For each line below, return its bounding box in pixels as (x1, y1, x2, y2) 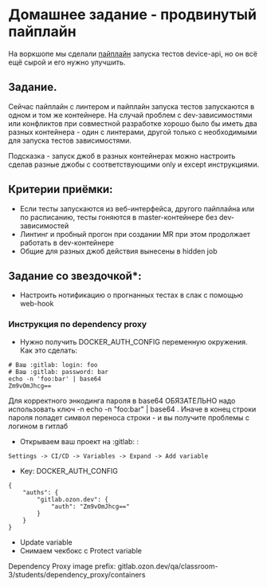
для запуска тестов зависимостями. (8, 136, 132, 145)
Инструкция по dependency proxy (8, 319, 147, 330)
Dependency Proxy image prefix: (8, 561, 116, 571)
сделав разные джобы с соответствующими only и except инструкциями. (8, 160, 260, 169)
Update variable (19, 537, 73, 547)
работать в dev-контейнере (19, 238, 114, 247)
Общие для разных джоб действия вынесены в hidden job (19, 246, 218, 256)
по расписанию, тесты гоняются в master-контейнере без (19, 212, 218, 222)
